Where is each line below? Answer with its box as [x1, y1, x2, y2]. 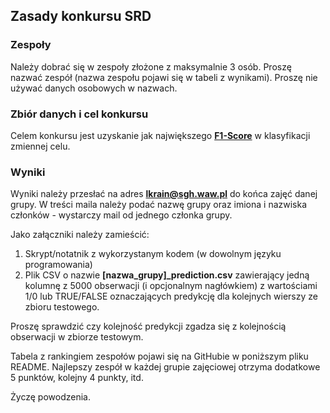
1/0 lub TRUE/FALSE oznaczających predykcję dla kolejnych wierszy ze [24, 290, 318, 303]
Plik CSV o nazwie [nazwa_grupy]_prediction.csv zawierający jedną [24, 269, 310, 281]
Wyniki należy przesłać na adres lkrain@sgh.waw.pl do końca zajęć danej [10, 188, 318, 200]
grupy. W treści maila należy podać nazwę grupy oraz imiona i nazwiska [10, 199, 308, 211]
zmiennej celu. [10, 140, 71, 152]
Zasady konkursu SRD [10, 8, 152, 25]
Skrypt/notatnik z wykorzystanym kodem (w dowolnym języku [24, 248, 282, 260]
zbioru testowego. [24, 301, 100, 313]
